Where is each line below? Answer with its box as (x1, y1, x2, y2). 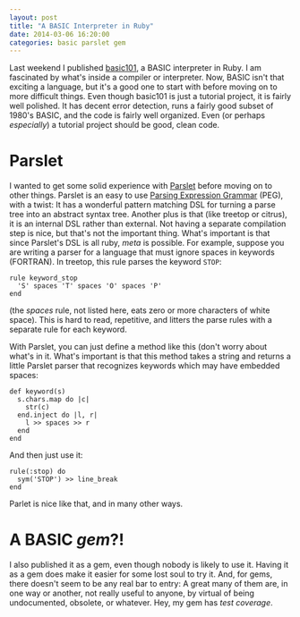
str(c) (25, 403, 50, 412)
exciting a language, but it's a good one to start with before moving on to (9, 81, 278, 92)
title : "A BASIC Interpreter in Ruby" (9, 21, 154, 30)
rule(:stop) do (9, 467, 66, 477)
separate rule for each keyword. (9, 324, 127, 335)
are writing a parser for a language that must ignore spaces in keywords (9, 247, 275, 258)
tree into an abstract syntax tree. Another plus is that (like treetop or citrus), (9, 209, 288, 220)
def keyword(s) (9, 387, 66, 396)
